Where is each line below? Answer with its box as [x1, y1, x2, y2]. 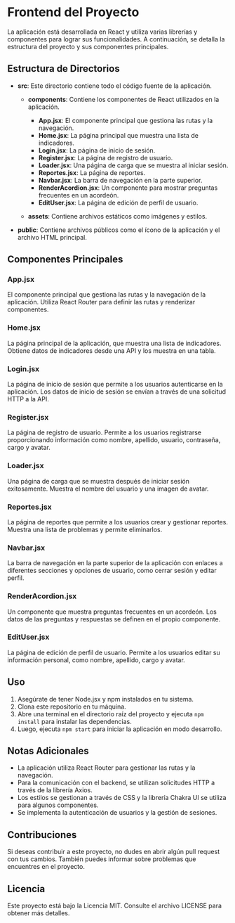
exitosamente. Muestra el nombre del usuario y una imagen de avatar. [7, 484, 209, 493]
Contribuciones [7, 829, 77, 841]
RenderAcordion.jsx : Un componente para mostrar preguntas [38, 183, 218, 192]
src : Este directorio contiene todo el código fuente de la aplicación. [17, 82, 212, 90]
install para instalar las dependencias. [17, 717, 132, 725]
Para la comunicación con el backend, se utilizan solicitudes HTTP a [17, 778, 215, 787]
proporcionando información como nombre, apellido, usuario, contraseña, [7, 436, 221, 444]
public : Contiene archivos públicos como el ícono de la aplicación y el [17, 226, 220, 234]
